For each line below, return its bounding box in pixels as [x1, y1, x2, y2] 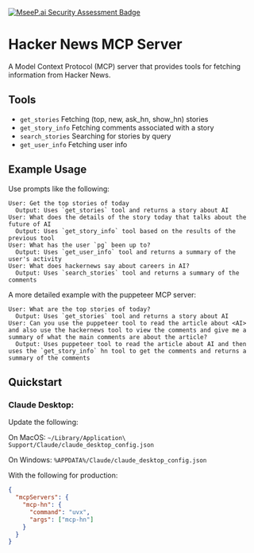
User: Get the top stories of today [8, 199, 129, 207]
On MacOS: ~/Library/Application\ [8, 433, 126, 442]
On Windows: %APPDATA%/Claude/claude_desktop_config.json [8, 455, 207, 465]
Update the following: [8, 418, 79, 427]
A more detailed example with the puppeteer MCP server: [8, 290, 197, 299]
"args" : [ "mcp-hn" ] [29, 516, 94, 524]
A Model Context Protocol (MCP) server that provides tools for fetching [8, 61, 241, 71]
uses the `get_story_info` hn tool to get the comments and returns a [8, 347, 247, 355]
